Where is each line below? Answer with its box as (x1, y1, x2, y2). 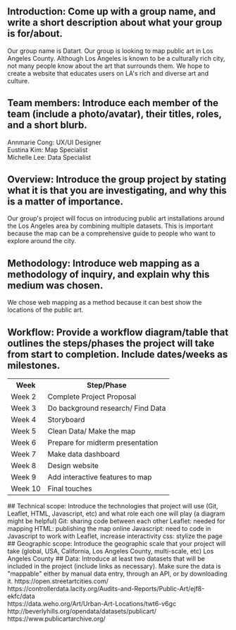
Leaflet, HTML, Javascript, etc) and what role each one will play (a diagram (7, 509, 225, 518)
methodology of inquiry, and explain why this (7, 268, 210, 280)
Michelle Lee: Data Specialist (7, 153, 92, 161)
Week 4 (11, 415, 37, 425)
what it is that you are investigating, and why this (7, 185, 227, 197)
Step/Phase (87, 380, 127, 390)
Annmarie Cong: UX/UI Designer (7, 138, 102, 146)
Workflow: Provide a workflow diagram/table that (7, 326, 229, 338)
